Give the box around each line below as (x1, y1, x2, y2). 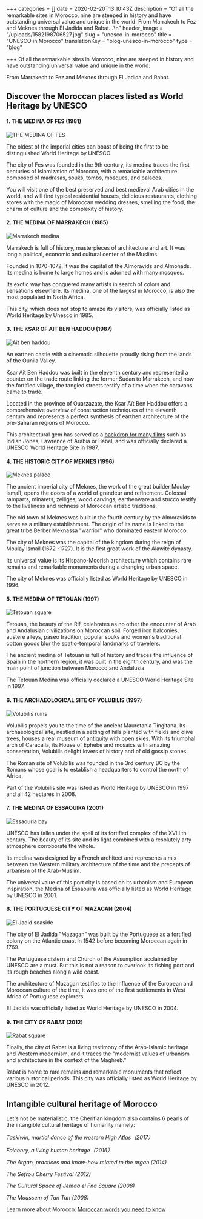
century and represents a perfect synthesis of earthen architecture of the (6, 413, 190, 420)
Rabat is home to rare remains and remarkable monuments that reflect (6, 1068, 182, 1075)
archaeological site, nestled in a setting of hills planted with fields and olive (6, 728, 193, 735)
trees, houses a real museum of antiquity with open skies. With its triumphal (6, 735, 196, 742)
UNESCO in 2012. (6, 1081, 50, 1089)
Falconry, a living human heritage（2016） (6, 1147, 113, 1154)
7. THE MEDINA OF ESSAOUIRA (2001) (6, 804, 104, 812)
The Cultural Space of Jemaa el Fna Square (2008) (6, 1182, 135, 1190)
